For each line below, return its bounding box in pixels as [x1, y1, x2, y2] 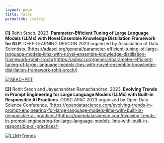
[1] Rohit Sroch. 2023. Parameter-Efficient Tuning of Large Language [5, 30, 149, 36]
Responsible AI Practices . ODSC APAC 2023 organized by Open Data [5, 97, 149, 103]
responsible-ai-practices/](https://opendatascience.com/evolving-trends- [5, 113, 157, 119]
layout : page [5, 7, 32, 12]
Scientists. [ [5, 46, 30, 52]
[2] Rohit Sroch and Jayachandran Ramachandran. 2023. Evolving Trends [5, 86, 158, 92]
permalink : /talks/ [5, 16, 46, 21]
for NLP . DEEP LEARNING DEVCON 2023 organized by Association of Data [5, 41, 159, 47]
